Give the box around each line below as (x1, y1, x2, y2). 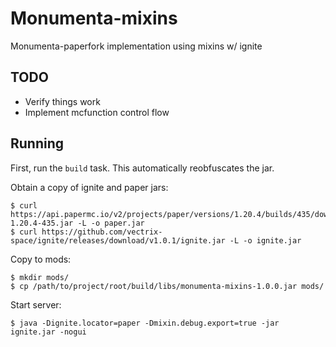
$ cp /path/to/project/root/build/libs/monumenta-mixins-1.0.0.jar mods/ (10, 281, 325, 291)
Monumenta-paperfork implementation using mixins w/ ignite (10, 40, 263, 52)
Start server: (10, 298, 62, 311)
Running (10, 135, 65, 152)
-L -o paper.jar (77, 218, 145, 228)
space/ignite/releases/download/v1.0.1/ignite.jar (10, 235, 226, 246)
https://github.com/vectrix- (41, 227, 163, 237)
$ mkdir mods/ (10, 272, 70, 282)
